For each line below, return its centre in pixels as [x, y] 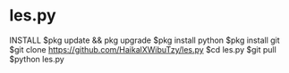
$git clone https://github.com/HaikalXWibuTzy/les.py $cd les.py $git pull [143, 49]
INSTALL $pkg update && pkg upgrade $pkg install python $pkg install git [144, 40]
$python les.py [37, 59]
